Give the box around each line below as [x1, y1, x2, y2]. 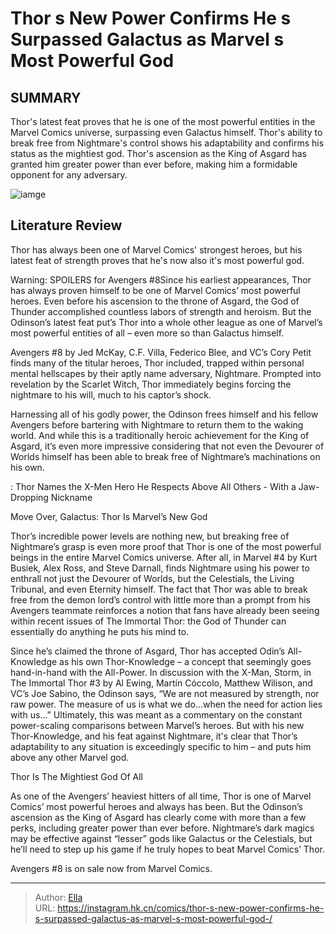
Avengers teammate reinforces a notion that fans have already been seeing [10, 604, 320, 616]
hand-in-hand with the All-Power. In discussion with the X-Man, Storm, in [10, 666, 312, 678]
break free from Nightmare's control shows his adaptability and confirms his [10, 137, 325, 149]
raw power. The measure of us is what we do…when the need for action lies [10, 698, 323, 710]
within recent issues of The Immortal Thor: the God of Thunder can [10, 615, 287, 627]
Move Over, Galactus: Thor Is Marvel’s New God [10, 510, 208, 522]
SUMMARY [10, 89, 82, 106]
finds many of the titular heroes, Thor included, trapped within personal [10, 357, 305, 369]
